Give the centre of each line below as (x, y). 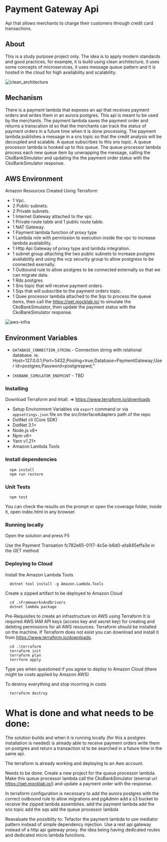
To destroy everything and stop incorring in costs (56, 684)
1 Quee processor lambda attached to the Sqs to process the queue (82, 296)
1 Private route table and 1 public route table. (58, 222)
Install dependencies (31, 460)
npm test (19, 497)
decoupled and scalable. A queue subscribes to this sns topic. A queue (78, 142)
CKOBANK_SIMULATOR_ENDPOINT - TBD (48, 376)
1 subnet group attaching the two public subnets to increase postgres (83, 254)
